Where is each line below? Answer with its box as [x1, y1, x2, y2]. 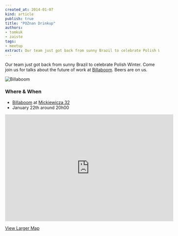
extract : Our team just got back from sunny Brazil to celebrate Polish [5, 48, 156, 53]
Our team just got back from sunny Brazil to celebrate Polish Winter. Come [5, 62, 155, 67]
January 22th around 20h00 [12, 105, 69, 110]
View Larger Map [5, 225, 40, 231]
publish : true [5, 16, 34, 21]
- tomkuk [5, 30, 23, 35]
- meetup [5, 43, 23, 48]
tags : [5, 39, 16, 44]
